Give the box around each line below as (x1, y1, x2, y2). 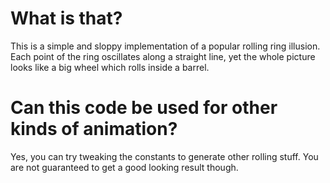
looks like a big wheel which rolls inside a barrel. (10, 61, 210, 73)
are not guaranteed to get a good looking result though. (10, 161, 239, 173)
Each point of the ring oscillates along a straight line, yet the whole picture (10, 50, 316, 62)
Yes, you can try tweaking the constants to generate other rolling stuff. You (10, 150, 319, 162)
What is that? (10, 7, 123, 30)
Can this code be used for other (10, 97, 278, 119)
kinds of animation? (10, 118, 178, 141)
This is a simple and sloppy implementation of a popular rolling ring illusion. (10, 40, 321, 52)
